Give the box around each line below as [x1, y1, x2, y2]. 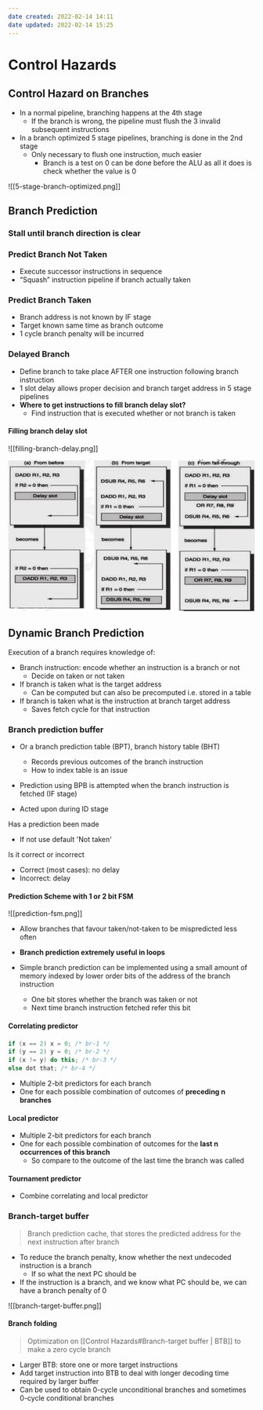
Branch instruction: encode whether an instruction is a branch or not [19, 662, 240, 672]
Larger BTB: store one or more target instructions [19, 1360, 178, 1369]
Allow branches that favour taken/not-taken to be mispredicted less [19, 924, 237, 934]
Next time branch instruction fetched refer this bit [31, 1003, 191, 1013]
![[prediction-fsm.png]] [8, 909, 83, 918]
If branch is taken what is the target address [19, 679, 162, 689]
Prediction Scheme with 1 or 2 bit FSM [8, 892, 134, 901]
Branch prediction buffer [8, 723, 104, 734]
